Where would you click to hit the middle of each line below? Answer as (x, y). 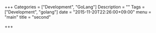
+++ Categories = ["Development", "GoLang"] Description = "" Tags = (75, 7)
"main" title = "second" (28, 17)
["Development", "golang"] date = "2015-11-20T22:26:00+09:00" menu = (78, 12)
